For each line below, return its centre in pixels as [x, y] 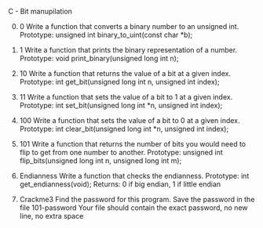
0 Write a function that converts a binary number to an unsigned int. [129, 26]
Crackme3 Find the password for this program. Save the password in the [137, 199]
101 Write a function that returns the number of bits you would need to [132, 144]
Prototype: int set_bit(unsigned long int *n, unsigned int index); [121, 105]
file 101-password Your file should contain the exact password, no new [133, 208]
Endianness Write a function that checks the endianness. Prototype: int [134, 176]
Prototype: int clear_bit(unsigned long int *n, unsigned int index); [124, 129]
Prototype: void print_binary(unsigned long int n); [99, 58]
